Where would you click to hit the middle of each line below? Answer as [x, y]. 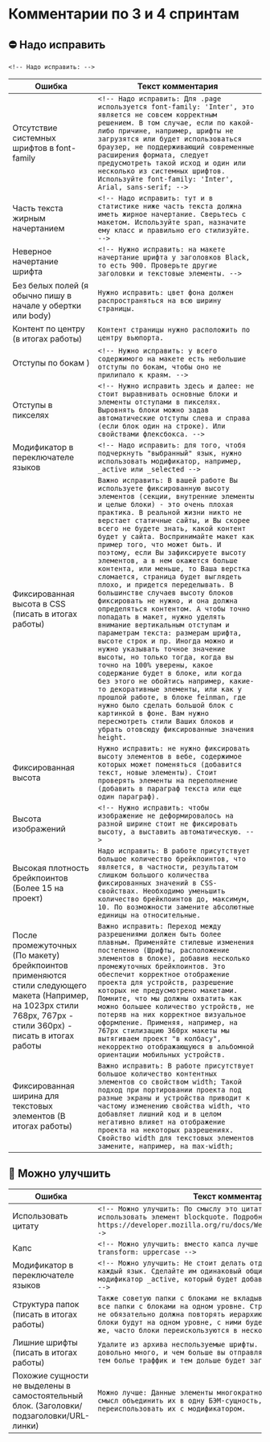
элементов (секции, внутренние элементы [176, 496]
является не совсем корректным [157, 114]
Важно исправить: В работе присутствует [176, 1066]
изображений [39, 829]
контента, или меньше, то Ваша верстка [174, 568]
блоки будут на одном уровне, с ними [170, 1322]
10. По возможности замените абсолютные [176, 907]
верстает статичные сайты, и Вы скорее [174, 520]
